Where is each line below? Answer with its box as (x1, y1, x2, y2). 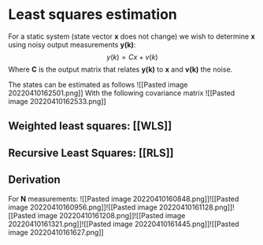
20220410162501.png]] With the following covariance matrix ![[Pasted (8, 88, 235, 98)
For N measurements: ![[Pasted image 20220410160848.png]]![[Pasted (8, 194, 239, 203)
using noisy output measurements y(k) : (8, 39, 136, 49)
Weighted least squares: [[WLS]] (8, 120, 172, 133)
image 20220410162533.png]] (8, 96, 106, 106)
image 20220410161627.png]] (8, 227, 104, 237)
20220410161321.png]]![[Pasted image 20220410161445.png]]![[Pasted (8, 219, 239, 228)
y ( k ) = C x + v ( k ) (106, 52, 159, 61)
